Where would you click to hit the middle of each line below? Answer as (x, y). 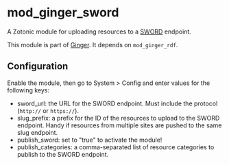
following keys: (28, 90)
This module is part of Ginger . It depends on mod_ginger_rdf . (93, 45)
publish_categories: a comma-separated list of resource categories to (116, 147)
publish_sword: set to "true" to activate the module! (89, 140)
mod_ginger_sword (63, 13)
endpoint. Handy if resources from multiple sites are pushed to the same (119, 125)
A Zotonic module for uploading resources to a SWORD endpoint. (99, 31)
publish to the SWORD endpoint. (63, 154)
